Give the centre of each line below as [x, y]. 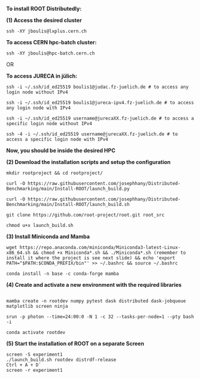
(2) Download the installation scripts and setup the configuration [88, 162]
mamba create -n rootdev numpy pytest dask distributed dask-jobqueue [96, 301]
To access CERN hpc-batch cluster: [51, 42]
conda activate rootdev [36, 332]
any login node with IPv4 [38, 108]
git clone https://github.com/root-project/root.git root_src [85, 215]
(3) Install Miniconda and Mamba [48, 237]
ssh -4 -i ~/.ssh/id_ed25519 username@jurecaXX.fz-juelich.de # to [92, 134]
